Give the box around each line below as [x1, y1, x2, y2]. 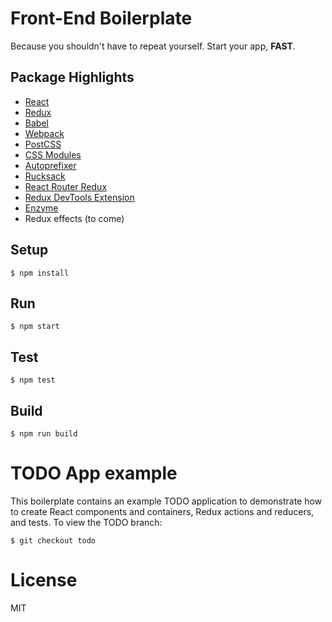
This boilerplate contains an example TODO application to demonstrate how [10, 495, 323, 507]
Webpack [24, 127, 65, 139]
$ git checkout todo [10, 535, 97, 546]
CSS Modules [24, 148, 82, 161]
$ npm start [10, 322, 60, 332]
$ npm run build [10, 429, 78, 439]
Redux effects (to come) [24, 212, 125, 224]
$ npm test [10, 375, 56, 386]
